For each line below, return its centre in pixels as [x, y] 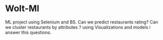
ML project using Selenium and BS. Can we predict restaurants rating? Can [81, 22]
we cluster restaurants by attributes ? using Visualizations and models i [78, 27]
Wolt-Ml [22, 9]
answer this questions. [28, 32]
